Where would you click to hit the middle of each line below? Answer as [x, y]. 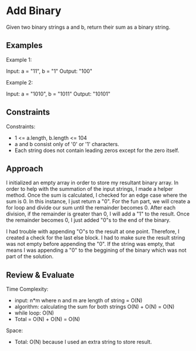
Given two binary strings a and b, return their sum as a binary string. [88, 27]
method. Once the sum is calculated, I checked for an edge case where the [97, 195]
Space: [15, 330]
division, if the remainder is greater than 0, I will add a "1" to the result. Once [98, 214]
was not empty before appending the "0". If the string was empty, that [90, 244]
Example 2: [20, 82]
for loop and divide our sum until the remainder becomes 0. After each [91, 208]
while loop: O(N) [34, 313]
